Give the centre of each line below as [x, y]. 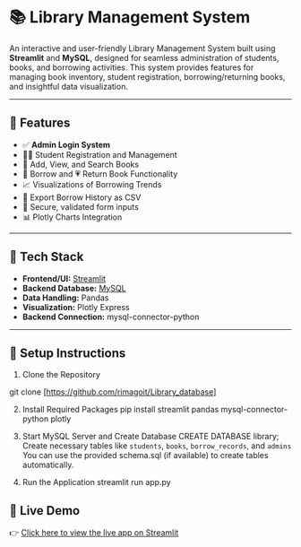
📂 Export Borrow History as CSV [82, 197]
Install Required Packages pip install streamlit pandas [120, 410]
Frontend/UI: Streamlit [64, 278]
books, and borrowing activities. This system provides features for [132, 67]
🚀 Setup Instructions [68, 353]
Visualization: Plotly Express [76, 307]
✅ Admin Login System [66, 144]
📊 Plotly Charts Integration [72, 217]
